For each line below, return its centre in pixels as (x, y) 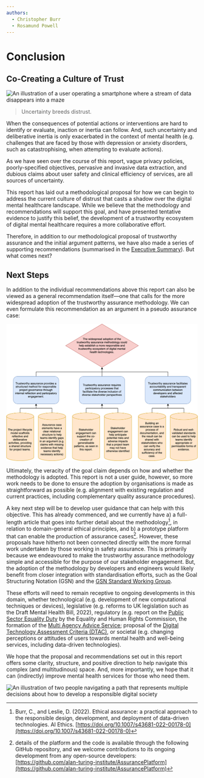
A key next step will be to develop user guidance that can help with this (95, 508)
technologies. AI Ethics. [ (46, 724)
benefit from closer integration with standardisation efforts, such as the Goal (102, 575)
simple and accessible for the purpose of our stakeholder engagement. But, (101, 562)
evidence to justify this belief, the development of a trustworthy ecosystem (100, 218)
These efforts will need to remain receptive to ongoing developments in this (101, 593)
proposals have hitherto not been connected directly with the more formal (99, 543)
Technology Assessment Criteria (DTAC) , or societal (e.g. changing (90, 632)
